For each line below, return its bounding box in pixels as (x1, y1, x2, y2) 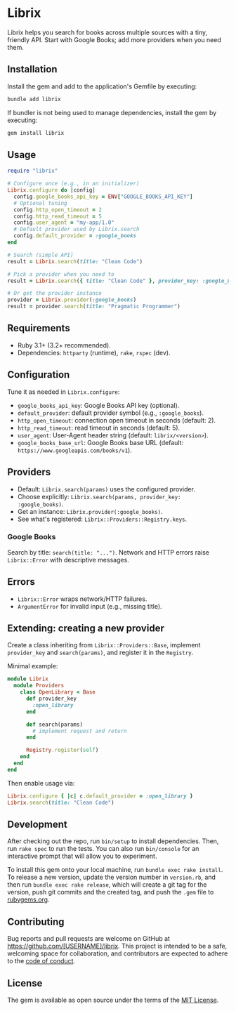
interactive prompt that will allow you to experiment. (7, 852, 157, 861)
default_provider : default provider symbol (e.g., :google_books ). (17, 409, 204, 417)
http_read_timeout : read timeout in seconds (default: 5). (17, 423, 181, 432)
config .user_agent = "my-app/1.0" (13, 219, 114, 226)
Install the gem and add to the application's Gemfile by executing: (7, 82, 197, 91)
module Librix (7, 675, 49, 682)
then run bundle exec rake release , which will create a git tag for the (7, 880, 207, 889)
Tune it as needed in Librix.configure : (7, 388, 120, 396)
